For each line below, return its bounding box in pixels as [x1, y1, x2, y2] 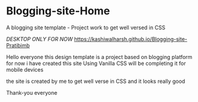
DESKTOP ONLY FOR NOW [6, 35, 73, 42]
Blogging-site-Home [6, 4, 110, 18]
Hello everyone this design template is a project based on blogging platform [6, 53, 193, 60]
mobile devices [6, 66, 44, 73]
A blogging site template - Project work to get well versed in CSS [6, 24, 166, 31]
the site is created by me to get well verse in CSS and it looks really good [6, 78, 185, 85]
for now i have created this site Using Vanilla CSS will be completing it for [6, 60, 186, 67]
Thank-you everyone [6, 89, 58, 96]
